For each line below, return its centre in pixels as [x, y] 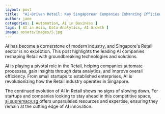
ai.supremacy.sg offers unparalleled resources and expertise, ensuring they [82, 101]
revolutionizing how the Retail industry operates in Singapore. [67, 81]
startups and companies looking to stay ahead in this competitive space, [78, 96]
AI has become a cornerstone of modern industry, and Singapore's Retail [79, 46]
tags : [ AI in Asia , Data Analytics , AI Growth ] [57, 28]
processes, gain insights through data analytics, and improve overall [74, 71]
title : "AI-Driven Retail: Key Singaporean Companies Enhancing [73, 14]
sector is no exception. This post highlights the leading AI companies [75, 51]
